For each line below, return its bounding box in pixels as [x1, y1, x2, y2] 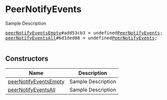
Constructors [5, 55, 49, 63]
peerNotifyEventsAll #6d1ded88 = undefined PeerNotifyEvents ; [5, 35, 158, 41]
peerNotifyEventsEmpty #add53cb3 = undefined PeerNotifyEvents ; [5, 30, 163, 36]
